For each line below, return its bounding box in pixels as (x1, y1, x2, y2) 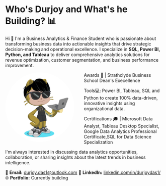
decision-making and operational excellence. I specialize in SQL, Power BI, (5, 46, 160, 52)
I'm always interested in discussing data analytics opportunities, (5, 149, 138, 155)
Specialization (84, 139, 113, 145)
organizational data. (84, 105, 125, 112)
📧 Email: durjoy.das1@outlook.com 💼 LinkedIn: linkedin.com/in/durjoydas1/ (5, 169, 161, 175)
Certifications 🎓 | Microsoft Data (84, 115, 153, 122)
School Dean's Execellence (84, 77, 140, 83)
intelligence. (5, 159, 31, 165)
